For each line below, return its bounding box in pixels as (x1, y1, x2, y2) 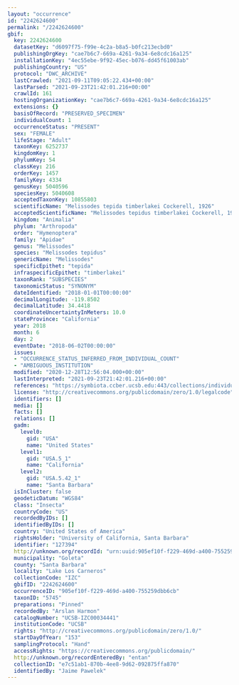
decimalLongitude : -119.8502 (14, 295, 100, 303)
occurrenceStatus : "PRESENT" (14, 123, 100, 131)
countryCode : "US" (14, 508, 69, 515)
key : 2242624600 (14, 37, 62, 44)
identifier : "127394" (14, 541, 78, 548)
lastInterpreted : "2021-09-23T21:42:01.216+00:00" (14, 375, 167, 382)
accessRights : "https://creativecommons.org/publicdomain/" (14, 647, 196, 654)
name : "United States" (26, 442, 94, 449)
